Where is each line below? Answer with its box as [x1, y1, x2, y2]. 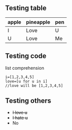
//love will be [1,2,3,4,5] [5, 83, 64, 88]
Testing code [5, 52, 47, 60]
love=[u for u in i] [5, 79, 48, 84]
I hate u [12, 115, 28, 121]
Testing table [5, 4, 47, 12]
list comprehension [5, 65, 45, 71]
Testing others [5, 96, 51, 105]
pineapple [26, 18, 51, 25]
